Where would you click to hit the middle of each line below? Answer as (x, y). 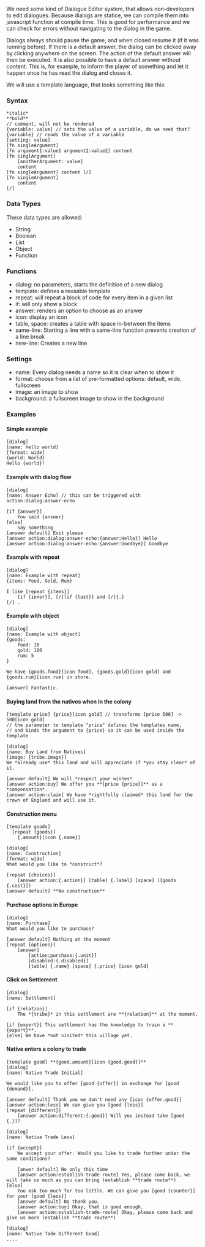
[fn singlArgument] (31, 156)
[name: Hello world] (33, 447)
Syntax (17, 101)
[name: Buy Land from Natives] (46, 752)
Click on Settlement (32, 980)
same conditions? (28, 1159)
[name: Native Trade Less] (41, 1137)
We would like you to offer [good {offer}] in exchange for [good (93, 1083)
